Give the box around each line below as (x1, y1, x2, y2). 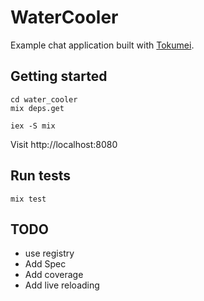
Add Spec (24, 258, 67, 270)
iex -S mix (10, 121, 56, 131)
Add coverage (24, 269, 84, 281)
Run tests (10, 167, 71, 185)
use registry (24, 247, 75, 260)
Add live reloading (24, 279, 100, 291)
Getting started (10, 68, 108, 85)
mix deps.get (10, 103, 65, 113)
